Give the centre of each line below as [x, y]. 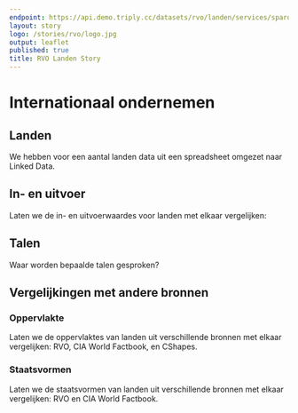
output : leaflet [39, 42]
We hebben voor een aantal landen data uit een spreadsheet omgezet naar [146, 157]
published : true [39, 51]
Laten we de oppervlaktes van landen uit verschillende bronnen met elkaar [145, 338]
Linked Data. [32, 166]
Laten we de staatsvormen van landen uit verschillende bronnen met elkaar [146, 389]
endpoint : [27, 17]
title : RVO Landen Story [55, 59]
